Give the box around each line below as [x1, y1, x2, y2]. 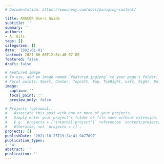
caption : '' [9, 88, 34, 93]
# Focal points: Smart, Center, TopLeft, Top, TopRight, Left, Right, [5, 79, 152, 84]
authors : [5, 30, 23, 35]
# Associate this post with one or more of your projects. [5, 111, 132, 116]
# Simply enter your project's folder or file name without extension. [5, 115, 159, 120]
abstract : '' [5, 147, 32, 152]
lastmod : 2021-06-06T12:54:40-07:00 [5, 52, 80, 57]
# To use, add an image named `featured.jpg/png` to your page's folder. [5, 75, 159, 80]
